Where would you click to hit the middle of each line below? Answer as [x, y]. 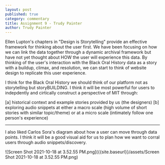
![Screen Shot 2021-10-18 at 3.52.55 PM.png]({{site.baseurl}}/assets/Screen [82, 152]
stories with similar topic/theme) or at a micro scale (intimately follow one [79, 113]
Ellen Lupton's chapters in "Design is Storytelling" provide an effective [76, 42]
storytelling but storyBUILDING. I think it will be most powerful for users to [80, 88]
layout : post [18, 10]
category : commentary [27, 19]
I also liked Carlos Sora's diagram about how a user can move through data [81, 132]
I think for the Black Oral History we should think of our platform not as [77, 82]
